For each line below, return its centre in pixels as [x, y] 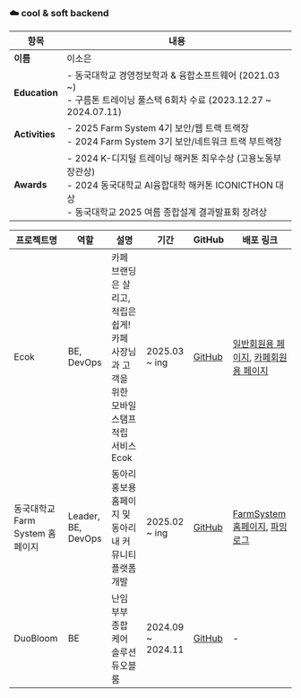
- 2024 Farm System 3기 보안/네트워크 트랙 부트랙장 [174, 142]
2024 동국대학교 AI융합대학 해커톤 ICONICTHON [174, 186]
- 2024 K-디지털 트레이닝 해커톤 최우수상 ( [153, 159]
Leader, [84, 516]
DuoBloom [36, 639]
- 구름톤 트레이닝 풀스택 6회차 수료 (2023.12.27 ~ [169, 100]
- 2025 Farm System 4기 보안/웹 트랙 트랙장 [158, 128]
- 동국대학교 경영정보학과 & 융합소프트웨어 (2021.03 [173, 75]
